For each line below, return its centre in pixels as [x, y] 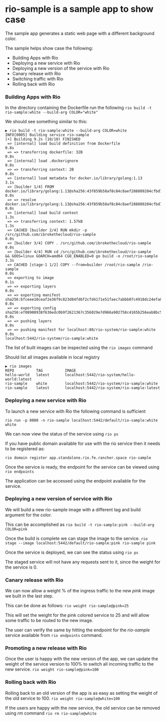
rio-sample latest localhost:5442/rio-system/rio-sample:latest [83, 388]
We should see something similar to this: [46, 122]
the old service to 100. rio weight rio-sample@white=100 [62, 698]
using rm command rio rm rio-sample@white [51, 713]
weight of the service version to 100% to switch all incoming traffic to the [80, 664]
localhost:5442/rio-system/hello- [100, 375]
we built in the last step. [29, 596]
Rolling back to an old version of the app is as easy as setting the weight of [82, 693]
